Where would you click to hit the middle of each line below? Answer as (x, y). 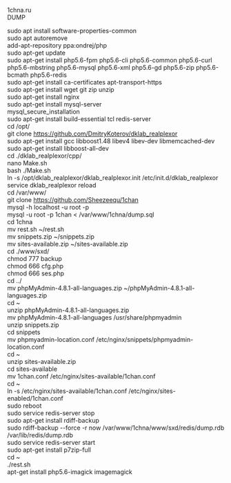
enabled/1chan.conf (36, 398)
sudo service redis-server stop (51, 413)
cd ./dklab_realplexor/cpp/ (44, 156)
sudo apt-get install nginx (43, 97)
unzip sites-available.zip (42, 362)
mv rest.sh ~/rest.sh (36, 229)
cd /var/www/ (27, 192)
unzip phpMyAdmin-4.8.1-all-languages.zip (68, 310)
